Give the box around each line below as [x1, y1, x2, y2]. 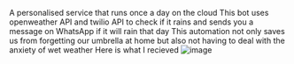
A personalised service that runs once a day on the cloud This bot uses [9, 8, 269, 18]
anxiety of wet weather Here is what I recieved [9, 45, 180, 55]
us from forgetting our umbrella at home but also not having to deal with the [9, 35, 285, 46]
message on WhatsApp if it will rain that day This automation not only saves [9, 26, 285, 36]
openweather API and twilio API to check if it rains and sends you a [9, 17, 254, 27]
